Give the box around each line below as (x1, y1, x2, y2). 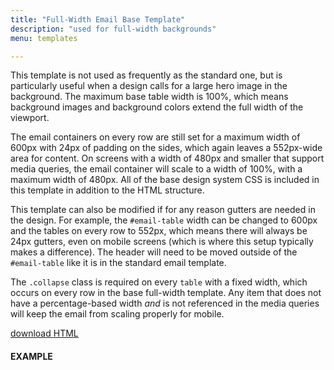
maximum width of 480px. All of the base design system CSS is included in (10, 174, 320, 186)
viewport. (10, 112, 50, 124)
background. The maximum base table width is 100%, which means (10, 91, 289, 103)
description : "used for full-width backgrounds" (10, 24, 217, 34)
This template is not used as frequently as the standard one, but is (10, 69, 283, 81)
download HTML (10, 327, 79, 340)
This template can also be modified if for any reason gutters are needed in (10, 204, 316, 216)
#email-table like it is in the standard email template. (10, 257, 227, 269)
